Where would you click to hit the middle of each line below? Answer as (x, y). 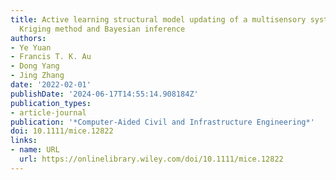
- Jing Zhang (37, 76)
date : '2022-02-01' (51, 85)
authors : (28, 38)
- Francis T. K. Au (51, 57)
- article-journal (48, 112)
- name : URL (35, 150)
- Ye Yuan (31, 47)
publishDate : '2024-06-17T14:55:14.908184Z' (104, 94)
